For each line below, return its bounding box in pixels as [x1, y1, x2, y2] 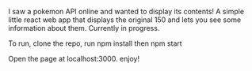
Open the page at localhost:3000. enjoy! [8, 54, 140, 63]
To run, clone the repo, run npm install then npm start [8, 39, 182, 48]
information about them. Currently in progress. [8, 24, 160, 32]
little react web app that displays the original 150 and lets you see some [8, 15, 242, 24]
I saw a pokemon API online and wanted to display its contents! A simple [8, 7, 244, 16]
